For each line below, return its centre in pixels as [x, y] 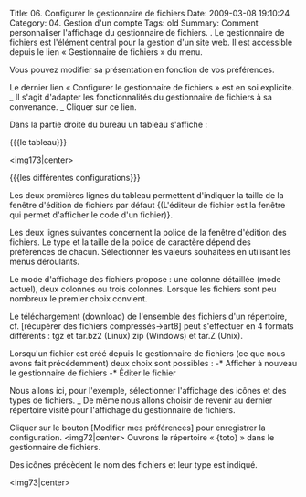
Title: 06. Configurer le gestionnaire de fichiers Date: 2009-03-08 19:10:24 [150, 13]
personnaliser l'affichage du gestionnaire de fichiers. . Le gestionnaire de [147, 32]
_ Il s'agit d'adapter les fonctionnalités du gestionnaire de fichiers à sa [141, 97]
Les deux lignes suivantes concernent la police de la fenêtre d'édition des [148, 233]
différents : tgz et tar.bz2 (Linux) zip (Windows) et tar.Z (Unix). [127, 336]
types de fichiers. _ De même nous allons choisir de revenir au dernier [141, 400]
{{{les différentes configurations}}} [75, 178]
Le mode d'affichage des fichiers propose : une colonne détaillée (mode [145, 279]
